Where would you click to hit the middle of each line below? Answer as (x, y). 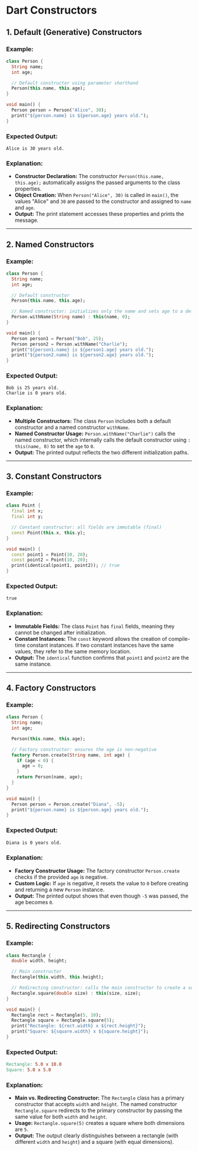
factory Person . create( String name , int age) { (71, 755)
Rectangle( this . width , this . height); (58, 977)
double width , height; (39, 961)
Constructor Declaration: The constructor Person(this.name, (89, 176)
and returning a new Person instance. (60, 889)
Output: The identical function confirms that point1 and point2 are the (102, 657)
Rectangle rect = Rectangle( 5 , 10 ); (56, 1015)
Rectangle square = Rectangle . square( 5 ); (63, 1021)
